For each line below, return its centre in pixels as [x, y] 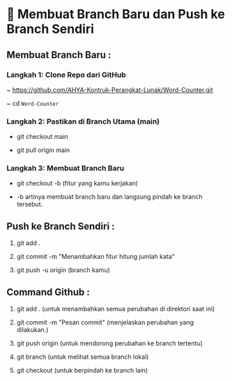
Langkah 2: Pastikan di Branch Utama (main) [83, 121]
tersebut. [30, 204]
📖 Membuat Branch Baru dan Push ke [116, 14]
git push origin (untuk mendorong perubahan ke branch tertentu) [109, 343]
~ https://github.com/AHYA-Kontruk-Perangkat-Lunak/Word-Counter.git [110, 89]
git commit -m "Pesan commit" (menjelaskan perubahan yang [105, 322]
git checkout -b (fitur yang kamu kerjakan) [77, 184]
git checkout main [42, 137]
